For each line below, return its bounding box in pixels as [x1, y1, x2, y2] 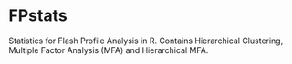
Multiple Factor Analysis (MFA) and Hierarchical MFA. [8, 44, 209, 55]
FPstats [8, 5, 68, 26]
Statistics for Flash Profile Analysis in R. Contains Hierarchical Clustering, [8, 35, 284, 46]
